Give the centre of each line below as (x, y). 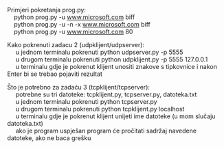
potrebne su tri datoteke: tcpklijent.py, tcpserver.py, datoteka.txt (106, 94)
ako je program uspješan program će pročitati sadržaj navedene (106, 131)
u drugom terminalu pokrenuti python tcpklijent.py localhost (100, 109)
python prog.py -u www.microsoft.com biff (74, 17)
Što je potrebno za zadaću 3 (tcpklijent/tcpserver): (78, 87)
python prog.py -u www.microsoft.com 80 (73, 31)
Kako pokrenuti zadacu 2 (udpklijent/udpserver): (76, 45)
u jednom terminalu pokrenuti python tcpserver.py (86, 101)
